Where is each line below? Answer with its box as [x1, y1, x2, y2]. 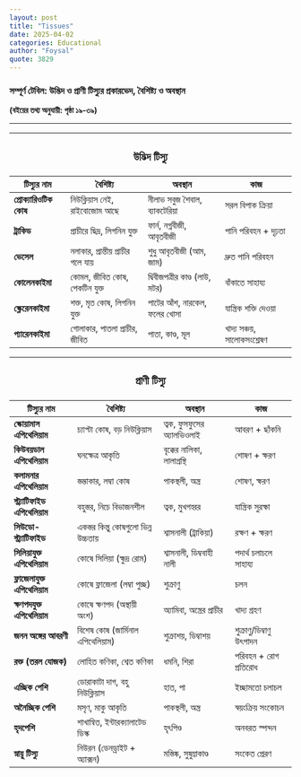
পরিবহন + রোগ [234, 650, 279, 662]
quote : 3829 [9, 55, 54, 64]
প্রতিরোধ [234, 661, 258, 674]
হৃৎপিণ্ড [163, 721, 182, 734]
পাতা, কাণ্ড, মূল [147, 328, 191, 341]
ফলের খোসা [147, 308, 182, 320]
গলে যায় [70, 257, 94, 269]
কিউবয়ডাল [13, 443, 45, 456]
